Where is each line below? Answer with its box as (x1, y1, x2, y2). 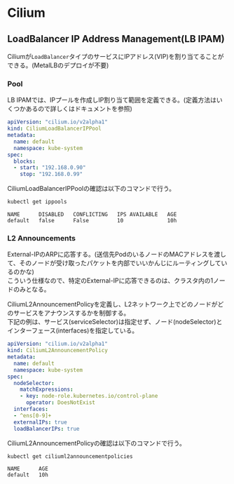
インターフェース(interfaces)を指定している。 (7, 326, 139, 335)
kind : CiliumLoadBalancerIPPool (7, 125, 102, 133)
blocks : (13, 158, 36, 165)
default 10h (7, 471, 49, 478)
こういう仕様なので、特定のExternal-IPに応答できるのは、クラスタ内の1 (7, 276, 214, 285)
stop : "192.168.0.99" (20, 170, 83, 178)
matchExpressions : (20, 386, 74, 394)
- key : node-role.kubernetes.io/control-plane (20, 393, 158, 400)
